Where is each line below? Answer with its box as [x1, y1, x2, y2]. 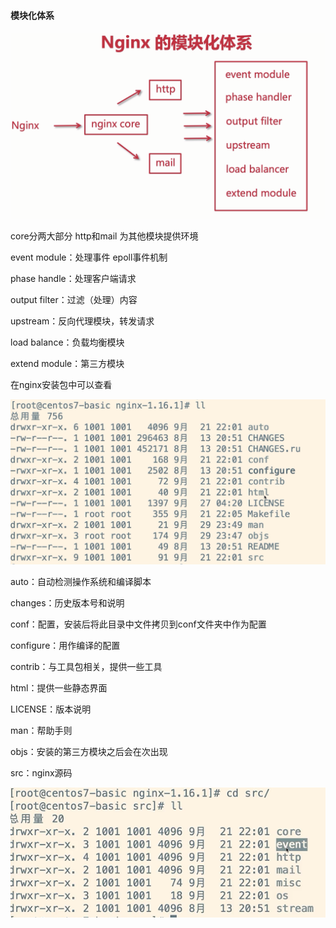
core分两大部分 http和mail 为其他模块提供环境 [10, 230, 199, 242]
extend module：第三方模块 [10, 358, 125, 370]
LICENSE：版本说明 [10, 703, 92, 715]
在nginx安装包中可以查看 [10, 379, 113, 391]
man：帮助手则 [10, 724, 73, 736]
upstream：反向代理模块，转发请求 [10, 315, 155, 327]
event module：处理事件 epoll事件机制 [10, 251, 168, 264]
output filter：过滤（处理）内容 [10, 294, 138, 306]
